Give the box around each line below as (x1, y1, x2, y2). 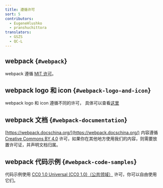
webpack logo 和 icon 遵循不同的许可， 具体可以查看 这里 (5, 100, 119, 106)
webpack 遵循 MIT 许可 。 (5, 70, 56, 76)
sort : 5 (5, 12, 21, 17)
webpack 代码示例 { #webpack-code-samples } (5, 157, 137, 166)
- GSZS (9, 35, 23, 40)
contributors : (5, 16, 34, 21)
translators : (5, 30, 32, 35)
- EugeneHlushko (9, 21, 42, 26)
